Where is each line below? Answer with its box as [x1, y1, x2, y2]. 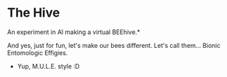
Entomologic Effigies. [7, 49, 68, 57]
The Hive [7, 5, 60, 21]
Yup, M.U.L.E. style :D [17, 62, 80, 70]
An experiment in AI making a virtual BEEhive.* [7, 28, 141, 36]
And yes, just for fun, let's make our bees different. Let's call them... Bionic [7, 41, 221, 49]
